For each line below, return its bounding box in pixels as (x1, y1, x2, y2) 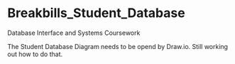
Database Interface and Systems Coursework (7, 28, 141, 37)
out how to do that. (7, 50, 63, 58)
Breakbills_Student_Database (7, 5, 186, 21)
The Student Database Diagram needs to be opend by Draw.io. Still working (7, 42, 229, 50)
